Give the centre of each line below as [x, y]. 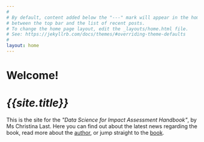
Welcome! [32, 76]
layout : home [23, 46]
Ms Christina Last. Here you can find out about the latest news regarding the [102, 126]
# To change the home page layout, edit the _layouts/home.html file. [97, 29]
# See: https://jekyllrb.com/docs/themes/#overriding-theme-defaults [96, 34]
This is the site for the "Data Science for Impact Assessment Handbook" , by [102, 120]
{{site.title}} [37, 103]
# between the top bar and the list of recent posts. [76, 23]
